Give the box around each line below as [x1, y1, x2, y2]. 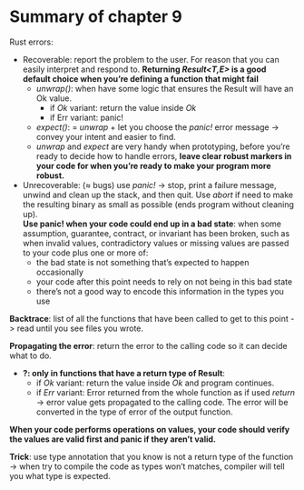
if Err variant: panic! [49, 112, 124, 123]
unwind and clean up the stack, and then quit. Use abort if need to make [22, 189, 293, 200]
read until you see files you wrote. [16, 323, 143, 334]
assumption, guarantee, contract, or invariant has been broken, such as [22, 227, 290, 238]
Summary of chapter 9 [9, 6, 183, 27]
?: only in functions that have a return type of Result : [22, 367, 225, 378]
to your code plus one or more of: [22, 247, 149, 258]
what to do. [9, 350, 52, 361]
